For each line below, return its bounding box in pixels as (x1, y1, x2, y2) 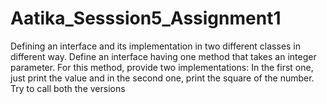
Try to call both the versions (10, 82, 126, 94)
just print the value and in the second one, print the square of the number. (10, 72, 315, 84)
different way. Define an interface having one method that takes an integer (10, 50, 317, 62)
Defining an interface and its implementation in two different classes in (10, 40, 302, 52)
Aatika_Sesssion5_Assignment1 (10, 7, 282, 30)
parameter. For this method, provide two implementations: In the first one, (10, 61, 314, 73)
